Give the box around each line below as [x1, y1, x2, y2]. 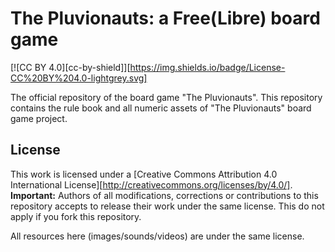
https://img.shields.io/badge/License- [129, 61, 286, 73]
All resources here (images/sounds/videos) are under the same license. [10, 230, 305, 242]
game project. [10, 112, 68, 124]
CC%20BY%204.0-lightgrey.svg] [10, 72, 148, 84]
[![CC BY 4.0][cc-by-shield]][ [10, 61, 131, 73]
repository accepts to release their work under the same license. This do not [10, 200, 325, 212]
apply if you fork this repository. [10, 210, 142, 222]
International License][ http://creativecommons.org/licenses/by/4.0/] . [10, 178, 293, 191]
